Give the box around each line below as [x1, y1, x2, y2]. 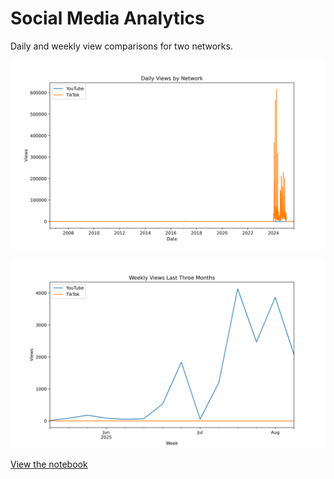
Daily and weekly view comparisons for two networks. [10, 40, 233, 52]
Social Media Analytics [10, 7, 205, 30]
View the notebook [10, 458, 88, 471]
